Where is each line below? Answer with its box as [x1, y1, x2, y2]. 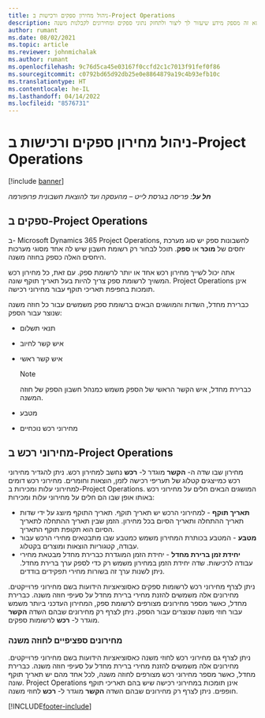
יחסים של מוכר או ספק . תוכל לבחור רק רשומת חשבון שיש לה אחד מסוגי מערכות [8, 244, 246, 253]
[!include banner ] [8, 177, 65, 186]
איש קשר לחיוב [19, 338, 65, 348]
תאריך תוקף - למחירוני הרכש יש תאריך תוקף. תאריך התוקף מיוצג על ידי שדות [19, 507, 250, 517]
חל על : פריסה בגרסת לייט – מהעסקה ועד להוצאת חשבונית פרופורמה [8, 192, 211, 201]
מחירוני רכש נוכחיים [19, 423, 78, 432]
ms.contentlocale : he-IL [8, 84, 90, 93]
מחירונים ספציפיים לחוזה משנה [8, 634, 123, 645]
